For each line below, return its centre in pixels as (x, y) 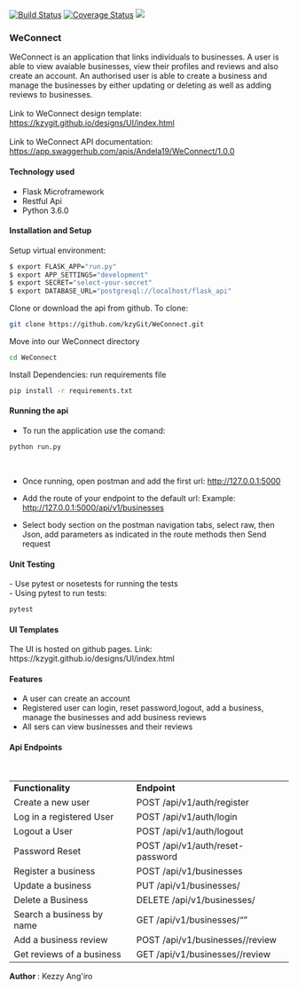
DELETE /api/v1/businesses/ (196, 900)
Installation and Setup (51, 231)
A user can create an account (76, 699)
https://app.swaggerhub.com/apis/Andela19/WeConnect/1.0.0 (122, 152)
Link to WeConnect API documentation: (81, 142)
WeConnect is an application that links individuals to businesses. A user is (144, 57)
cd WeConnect (33, 358)
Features (26, 679)
